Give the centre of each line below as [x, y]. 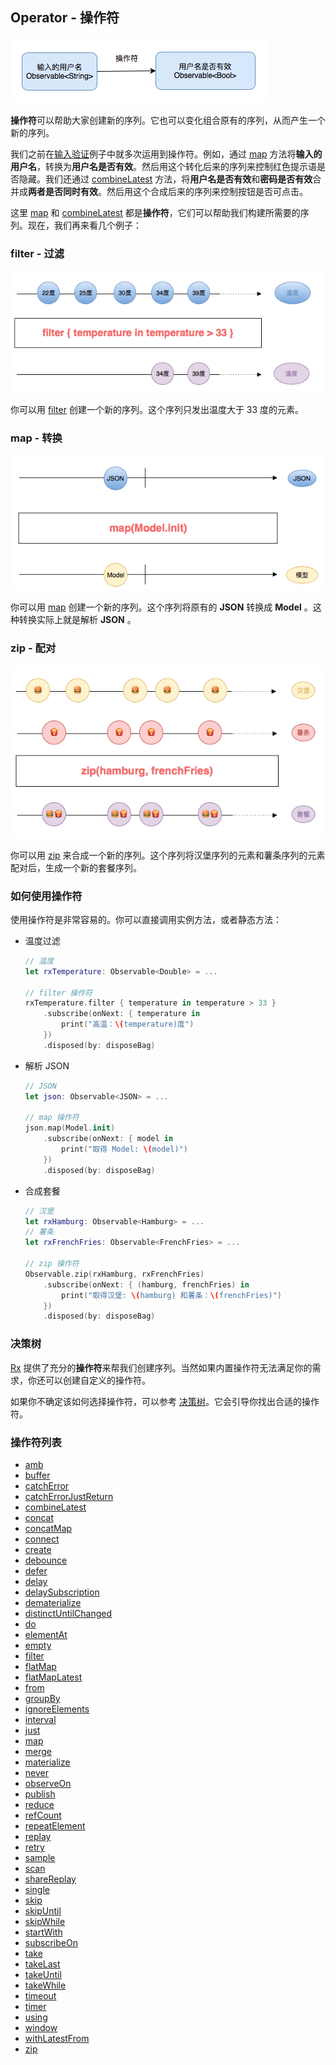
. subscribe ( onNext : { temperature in [122, 1014]
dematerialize [53, 1602]
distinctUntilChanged [68, 1613]
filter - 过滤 [37, 253]
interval [40, 1719]
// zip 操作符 [52, 1264]
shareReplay [50, 1879]
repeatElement [55, 1825]
